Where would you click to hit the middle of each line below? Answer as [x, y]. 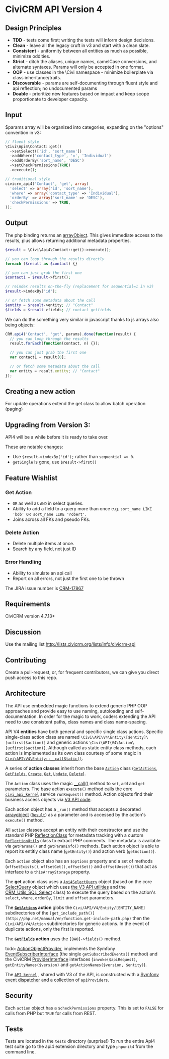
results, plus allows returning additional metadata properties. [68, 240]
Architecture [26, 693]
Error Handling [23, 562]
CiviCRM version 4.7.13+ [30, 616]
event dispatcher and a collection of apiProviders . [57, 980]
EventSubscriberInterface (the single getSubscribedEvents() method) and [81, 954]
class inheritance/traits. [37, 78]
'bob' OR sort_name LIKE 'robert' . [49, 514]
